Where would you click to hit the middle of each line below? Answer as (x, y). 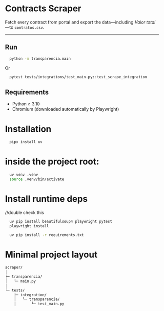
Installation (28, 129)
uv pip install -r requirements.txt (47, 235)
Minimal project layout (51, 254)
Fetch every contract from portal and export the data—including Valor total (80, 22)
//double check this (25, 212)
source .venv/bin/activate (37, 179)
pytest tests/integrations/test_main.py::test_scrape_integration (78, 77)
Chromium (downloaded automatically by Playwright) (65, 109)
